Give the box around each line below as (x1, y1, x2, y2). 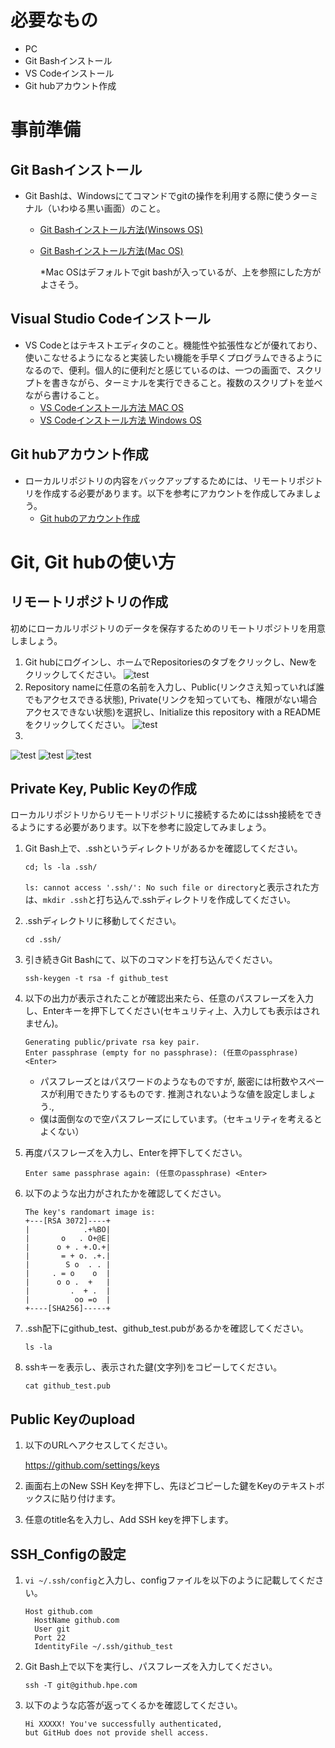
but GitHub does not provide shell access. (24, 1728, 210, 1738)
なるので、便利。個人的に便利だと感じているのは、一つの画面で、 (24, 364, 297, 376)
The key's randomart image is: (24, 1207, 156, 1218)
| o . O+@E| (24, 1234, 111, 1244)
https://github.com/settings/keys (24, 1459, 160, 1471)
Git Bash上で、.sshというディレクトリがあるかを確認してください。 (24, 842, 303, 855)
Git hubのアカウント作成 (39, 512, 141, 524)
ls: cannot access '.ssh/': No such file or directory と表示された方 (24, 881, 320, 893)
